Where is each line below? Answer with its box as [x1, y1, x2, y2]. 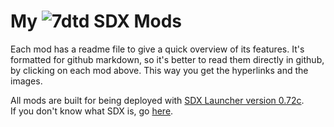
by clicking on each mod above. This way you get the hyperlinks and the [10, 64, 309, 76]
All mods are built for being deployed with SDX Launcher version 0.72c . [10, 94, 305, 106]
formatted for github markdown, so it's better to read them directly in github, [10, 53, 325, 65]
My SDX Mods [10, 10, 183, 33]
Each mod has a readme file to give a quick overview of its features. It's [10, 43, 305, 55]
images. [10, 75, 43, 87]
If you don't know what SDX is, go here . [10, 105, 174, 117]
